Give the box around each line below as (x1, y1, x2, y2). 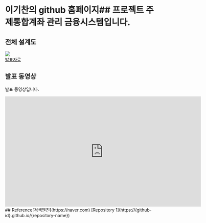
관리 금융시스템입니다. (46, 17, 131, 28)
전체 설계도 (5, 38, 37, 46)
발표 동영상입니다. (5, 86, 40, 92)
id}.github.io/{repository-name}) (5, 212, 70, 218)
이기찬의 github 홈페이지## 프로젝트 (5, 4, 144, 16)
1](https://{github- (115, 207, 152, 213)
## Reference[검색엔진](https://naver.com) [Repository (5, 207, 115, 213)
